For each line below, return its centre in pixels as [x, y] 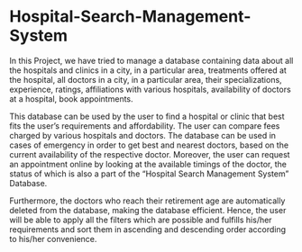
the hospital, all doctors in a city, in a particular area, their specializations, [146, 79]
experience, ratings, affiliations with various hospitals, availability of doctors [150, 89]
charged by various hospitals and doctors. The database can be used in [143, 135]
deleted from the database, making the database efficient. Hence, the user [148, 210]
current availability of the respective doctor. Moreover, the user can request [150, 154]
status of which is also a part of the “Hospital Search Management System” [149, 174]
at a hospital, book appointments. [71, 99]
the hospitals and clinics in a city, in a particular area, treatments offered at [148, 70]
